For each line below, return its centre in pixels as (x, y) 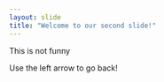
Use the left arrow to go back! (63, 68)
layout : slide (35, 17)
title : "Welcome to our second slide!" (83, 26)
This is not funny (40, 50)
